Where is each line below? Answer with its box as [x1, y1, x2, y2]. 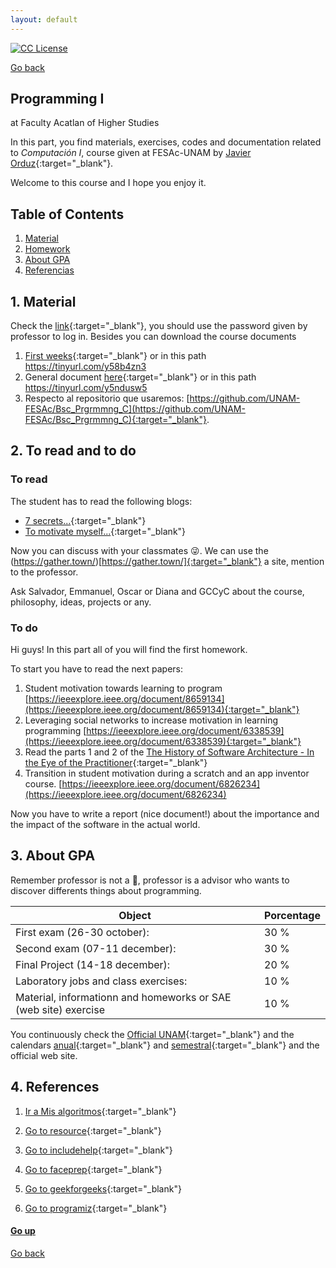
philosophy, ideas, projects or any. [10, 596, 152, 608]
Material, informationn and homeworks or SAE [15, 990, 232, 1004]
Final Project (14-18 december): [15, 957, 171, 971]
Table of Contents [10, 206, 125, 223]
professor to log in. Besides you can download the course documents [10, 331, 297, 343]
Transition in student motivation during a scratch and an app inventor [24, 767, 310, 780]
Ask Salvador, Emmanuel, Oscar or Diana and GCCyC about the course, [10, 585, 305, 597]
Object [118, 908, 152, 922]
